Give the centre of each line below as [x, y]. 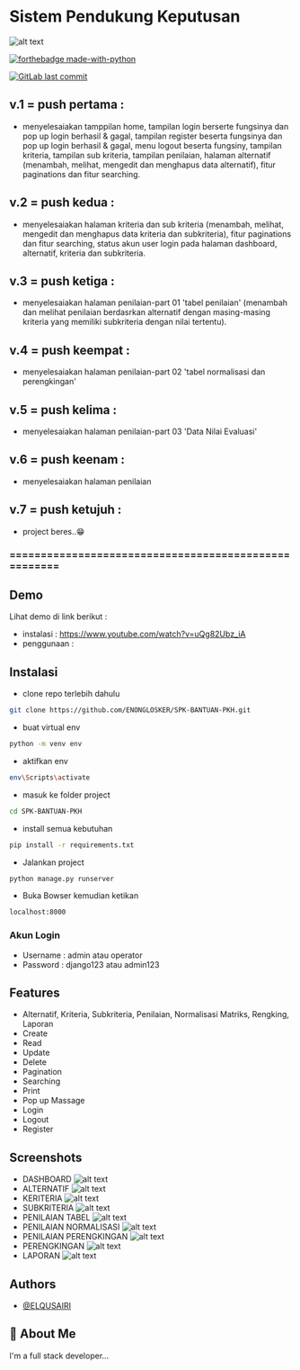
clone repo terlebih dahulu [71, 694]
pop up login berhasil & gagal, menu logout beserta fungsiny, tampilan [152, 145]
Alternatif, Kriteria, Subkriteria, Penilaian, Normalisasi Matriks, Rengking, [156, 1014]
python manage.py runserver [62, 879]
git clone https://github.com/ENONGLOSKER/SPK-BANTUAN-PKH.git [130, 710]
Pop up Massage [53, 1101]
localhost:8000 [38, 912]
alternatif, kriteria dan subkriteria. [84, 253]
